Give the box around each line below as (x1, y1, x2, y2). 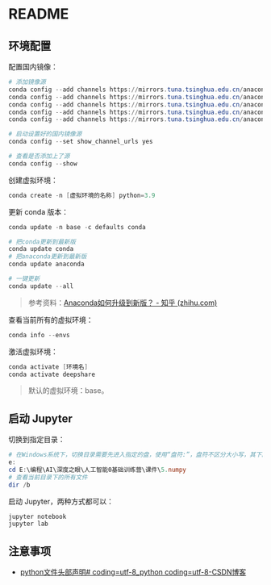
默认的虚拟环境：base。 (27, 386, 109, 395)
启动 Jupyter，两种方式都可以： (8, 496, 115, 506)
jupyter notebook (8, 512, 67, 520)
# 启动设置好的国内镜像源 (8, 130, 82, 138)
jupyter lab (8, 520, 48, 529)
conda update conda (8, 245, 74, 253)
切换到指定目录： (8, 435, 65, 445)
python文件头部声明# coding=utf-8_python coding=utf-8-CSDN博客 (19, 567, 247, 577)
